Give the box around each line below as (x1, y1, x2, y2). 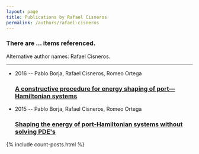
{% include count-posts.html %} (6, 141, 85, 148)
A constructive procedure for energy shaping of (14, 84, 156, 92)
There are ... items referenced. (6, 39, 96, 47)
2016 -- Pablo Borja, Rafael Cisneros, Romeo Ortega (14, 69, 142, 77)
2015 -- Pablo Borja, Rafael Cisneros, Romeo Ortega (14, 105, 142, 113)
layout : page (6, 8, 38, 15)
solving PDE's (14, 127, 56, 136)
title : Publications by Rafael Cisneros (6, 14, 108, 20)
